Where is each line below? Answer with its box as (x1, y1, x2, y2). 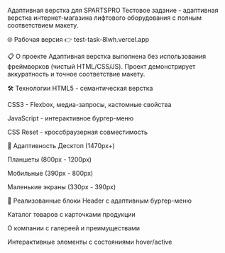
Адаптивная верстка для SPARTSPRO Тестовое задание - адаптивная (7, 6, 219, 14)
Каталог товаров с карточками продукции (7, 210, 136, 218)
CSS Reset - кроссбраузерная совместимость (7, 128, 148, 136)
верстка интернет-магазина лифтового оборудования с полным (7, 13, 202, 22)
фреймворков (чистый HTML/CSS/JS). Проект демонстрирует (7, 62, 196, 70)
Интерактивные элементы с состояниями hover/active (7, 237, 172, 246)
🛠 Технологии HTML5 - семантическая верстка (7, 84, 153, 92)
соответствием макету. (7, 21, 79, 29)
